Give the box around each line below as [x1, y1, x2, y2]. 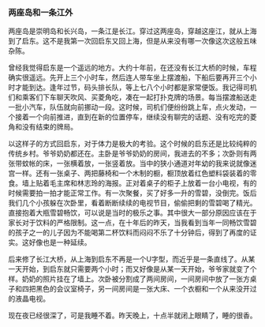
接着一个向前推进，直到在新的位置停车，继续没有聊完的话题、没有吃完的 [14, 112, 250, 122]
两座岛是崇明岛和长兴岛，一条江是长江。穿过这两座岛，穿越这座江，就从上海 [8, 26, 257, 36]
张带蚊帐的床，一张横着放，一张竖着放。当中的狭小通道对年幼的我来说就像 [8, 159, 250, 168]
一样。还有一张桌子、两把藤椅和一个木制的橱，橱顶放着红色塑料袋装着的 [14, 168, 250, 179]
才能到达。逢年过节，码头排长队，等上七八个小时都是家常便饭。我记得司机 [14, 83, 257, 92]
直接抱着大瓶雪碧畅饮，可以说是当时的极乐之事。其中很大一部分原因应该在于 [8, 208, 257, 218]
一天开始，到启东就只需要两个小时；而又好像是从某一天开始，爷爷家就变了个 [8, 265, 257, 274]
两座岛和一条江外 [8, 6, 73, 17]
